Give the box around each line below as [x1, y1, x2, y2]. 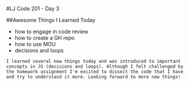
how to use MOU [14, 41, 56, 47]
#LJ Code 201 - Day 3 [6, 5, 60, 12]
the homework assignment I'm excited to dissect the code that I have [6, 69, 184, 75]
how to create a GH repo [14, 34, 75, 41]
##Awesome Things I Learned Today [6, 17, 96, 23]
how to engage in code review [14, 28, 89, 35]
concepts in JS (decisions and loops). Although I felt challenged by [6, 63, 184, 69]
